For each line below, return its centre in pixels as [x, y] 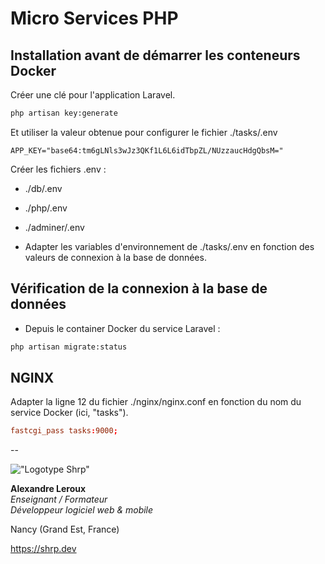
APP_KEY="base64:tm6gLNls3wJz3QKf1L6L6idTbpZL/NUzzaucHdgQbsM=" [147, 150]
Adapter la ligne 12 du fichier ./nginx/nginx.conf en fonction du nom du [156, 402]
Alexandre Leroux [48, 489]
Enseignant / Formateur [59, 499]
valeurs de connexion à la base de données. [115, 257]
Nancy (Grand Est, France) [65, 529]
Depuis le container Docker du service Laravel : [122, 328]
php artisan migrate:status [69, 347]
